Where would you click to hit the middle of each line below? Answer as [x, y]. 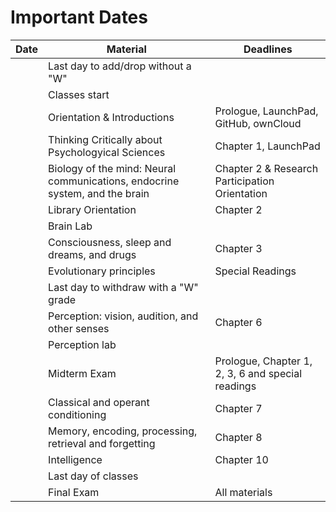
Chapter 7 [238, 408]
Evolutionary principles [102, 271]
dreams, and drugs [92, 254]
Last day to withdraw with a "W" [123, 287]
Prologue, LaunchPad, [266, 111]
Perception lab [82, 344]
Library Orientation [92, 209]
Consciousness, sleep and [110, 242]
